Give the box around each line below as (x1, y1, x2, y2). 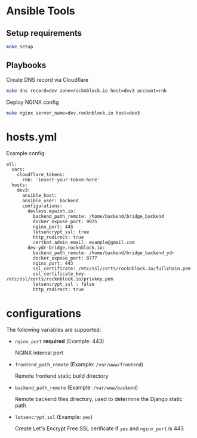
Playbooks (6, 60, 47, 70)
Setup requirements (6, 28, 82, 38)
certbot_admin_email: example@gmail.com (32, 240, 135, 246)
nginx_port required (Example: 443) (14, 338, 104, 345)
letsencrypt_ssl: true (32, 229, 90, 235)
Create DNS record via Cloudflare (6, 76, 89, 83)
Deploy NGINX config (6, 98, 59, 106)
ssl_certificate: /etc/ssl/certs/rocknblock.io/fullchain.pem (32, 266, 191, 272)
